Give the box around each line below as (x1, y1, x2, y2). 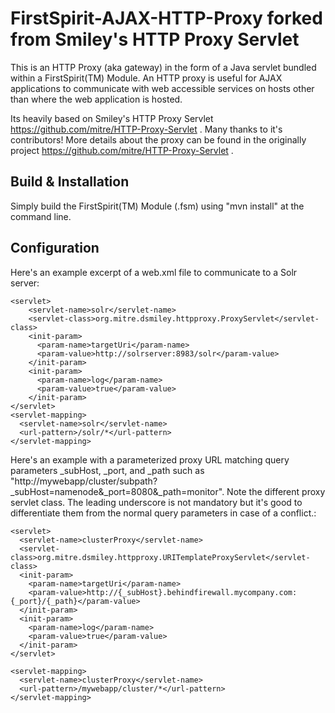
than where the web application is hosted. (10, 93, 183, 105)
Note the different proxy (226, 485, 326, 497)
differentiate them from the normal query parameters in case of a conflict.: (10, 507, 317, 519)
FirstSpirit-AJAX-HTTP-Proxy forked (10, 7, 323, 30)
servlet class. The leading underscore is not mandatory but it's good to (10, 496, 303, 508)
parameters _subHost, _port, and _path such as (10, 464, 205, 476)
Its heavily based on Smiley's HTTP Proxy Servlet (10, 112, 214, 124)
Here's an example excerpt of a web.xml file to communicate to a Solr (10, 266, 298, 278)
